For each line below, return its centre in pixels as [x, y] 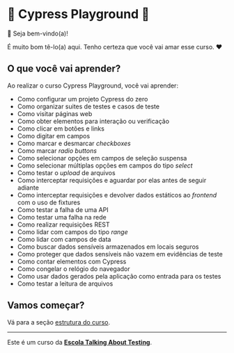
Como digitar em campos [54, 136]
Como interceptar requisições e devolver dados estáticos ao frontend [117, 195]
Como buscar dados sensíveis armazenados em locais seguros [108, 247]
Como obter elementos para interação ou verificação [93, 121]
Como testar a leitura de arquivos [65, 284]
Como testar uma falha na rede [62, 217]
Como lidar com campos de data [64, 239]
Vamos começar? [46, 305]
